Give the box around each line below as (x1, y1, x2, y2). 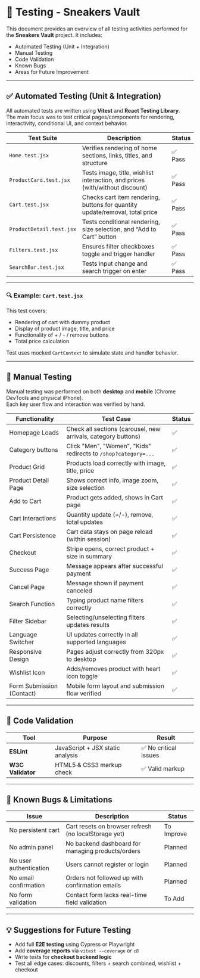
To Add (164, 895, 185, 903)
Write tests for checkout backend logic (14, 954, 112, 961)
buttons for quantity (82, 200, 138, 209)
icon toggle (66, 672, 98, 680)
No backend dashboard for (65, 840, 141, 848)
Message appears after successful (66, 561, 164, 570)
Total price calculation (14, 338, 70, 345)
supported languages (66, 638, 126, 646)
